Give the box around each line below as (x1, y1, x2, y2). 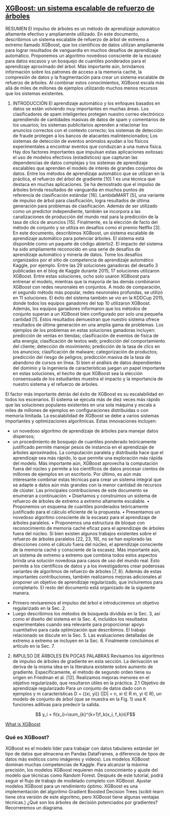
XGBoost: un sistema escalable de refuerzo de (5, 4, 155, 13)
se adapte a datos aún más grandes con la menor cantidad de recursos (12, 481, 162, 488)
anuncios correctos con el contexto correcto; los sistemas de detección (12, 127, 163, 133)
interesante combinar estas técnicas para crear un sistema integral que (12, 476, 161, 482)
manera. (12, 590, 30, 596)
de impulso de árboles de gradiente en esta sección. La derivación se (12, 658, 158, 664)
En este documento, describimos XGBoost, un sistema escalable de (12, 230, 154, 236)
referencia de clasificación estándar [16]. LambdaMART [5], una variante (12, 192, 165, 198)
